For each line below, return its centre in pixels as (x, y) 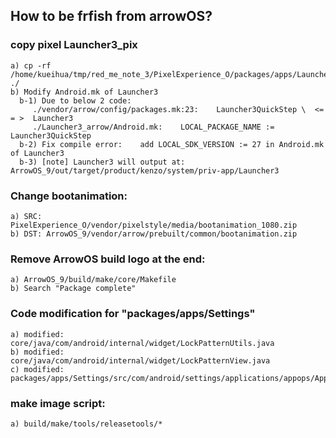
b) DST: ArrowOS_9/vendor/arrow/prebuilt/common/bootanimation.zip (154, 234)
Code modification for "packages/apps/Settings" (133, 314)
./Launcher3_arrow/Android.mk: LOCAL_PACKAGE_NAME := (153, 127)
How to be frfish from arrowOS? (111, 16)
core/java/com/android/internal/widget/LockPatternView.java (140, 360)
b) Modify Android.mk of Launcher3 (84, 92)
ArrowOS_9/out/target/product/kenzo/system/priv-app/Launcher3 (145, 170)
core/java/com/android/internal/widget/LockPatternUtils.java (142, 343)
